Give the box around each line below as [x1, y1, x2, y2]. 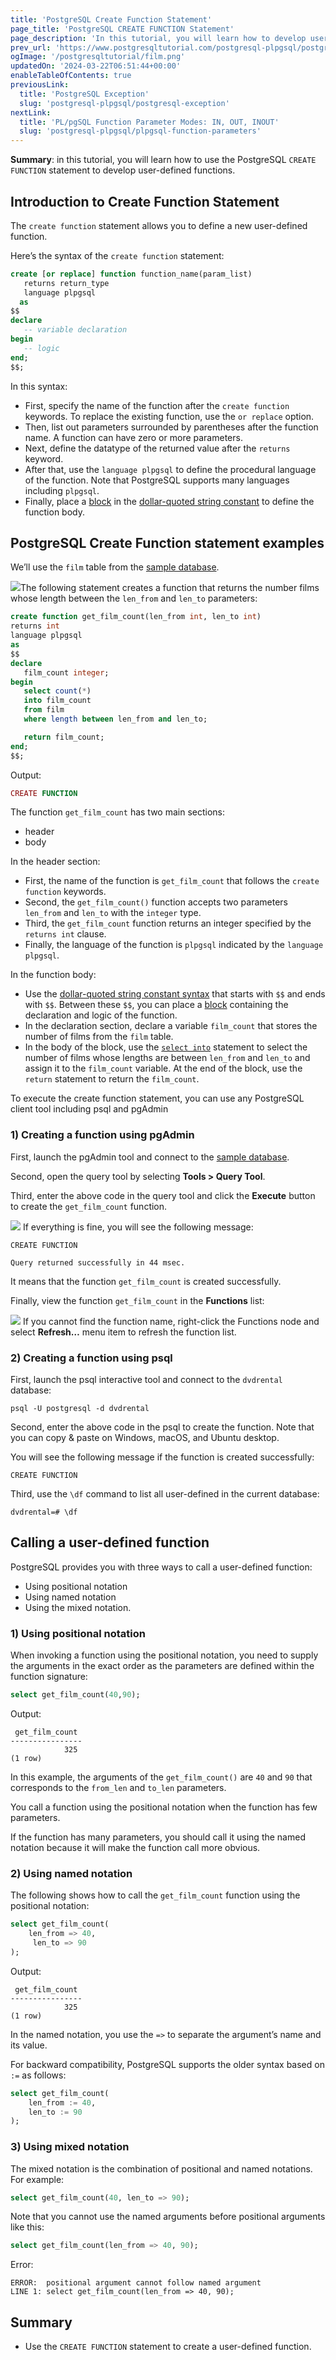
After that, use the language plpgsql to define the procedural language [24, 463, 317, 475]
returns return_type [23, 278, 110, 288]
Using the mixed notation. [24, 1601, 132, 1613]
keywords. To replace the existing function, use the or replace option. [24, 410, 315, 422]
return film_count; [23, 732, 105, 742]
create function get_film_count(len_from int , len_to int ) [10, 612, 262, 622]
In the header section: [10, 856, 101, 868]
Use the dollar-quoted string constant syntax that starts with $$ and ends [24, 988, 326, 1000]
